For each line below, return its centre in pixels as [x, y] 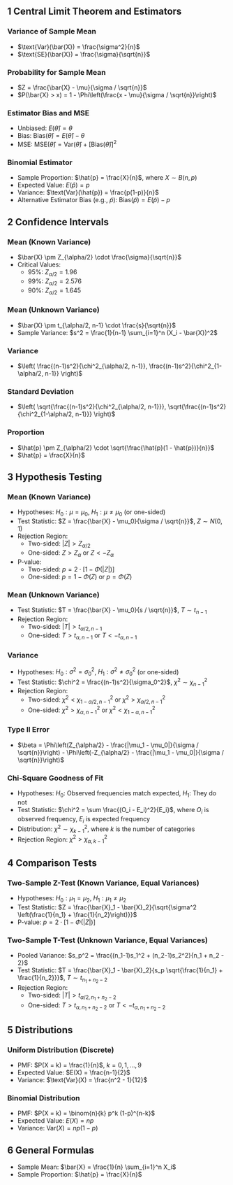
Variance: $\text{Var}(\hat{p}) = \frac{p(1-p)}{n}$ [88, 192]
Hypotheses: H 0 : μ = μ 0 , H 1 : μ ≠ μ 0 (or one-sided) [91, 513]
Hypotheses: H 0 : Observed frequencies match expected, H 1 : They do [117, 794]
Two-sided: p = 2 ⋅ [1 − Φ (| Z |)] [71, 569]
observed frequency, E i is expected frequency [84, 819]
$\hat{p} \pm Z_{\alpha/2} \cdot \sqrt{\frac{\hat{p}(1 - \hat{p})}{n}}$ [116, 448]
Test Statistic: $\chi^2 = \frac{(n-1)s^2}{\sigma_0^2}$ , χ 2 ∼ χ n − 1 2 [112, 682]
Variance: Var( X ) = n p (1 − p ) [58, 1128]
